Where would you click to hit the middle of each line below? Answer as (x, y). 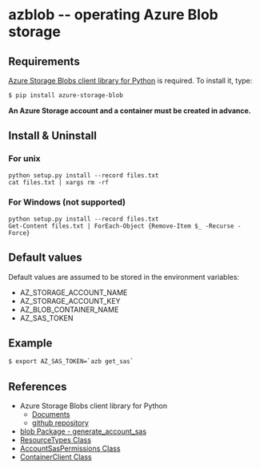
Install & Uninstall (53, 136)
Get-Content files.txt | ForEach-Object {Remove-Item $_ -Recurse (121, 226)
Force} (19, 233)
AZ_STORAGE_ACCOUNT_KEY (70, 301)
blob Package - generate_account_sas (83, 431)
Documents (51, 414)
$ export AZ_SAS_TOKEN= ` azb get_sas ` (71, 362)
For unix (24, 159)
